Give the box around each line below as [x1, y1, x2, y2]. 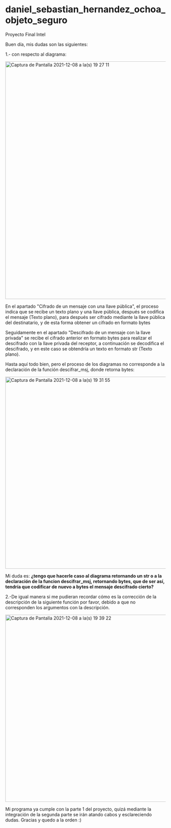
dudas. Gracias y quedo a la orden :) [5, 817, 82, 823]
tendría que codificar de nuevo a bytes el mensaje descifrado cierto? [5, 584, 154, 590]
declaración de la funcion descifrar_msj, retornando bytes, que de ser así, [5, 578, 165, 584]
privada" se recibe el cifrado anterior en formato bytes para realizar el [5, 335, 152, 341]
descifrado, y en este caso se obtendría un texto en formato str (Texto [5, 346, 153, 352]
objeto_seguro [5, 14, 68, 26]
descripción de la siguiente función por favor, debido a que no [5, 599, 136, 605]
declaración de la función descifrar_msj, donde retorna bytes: [5, 366, 135, 373]
